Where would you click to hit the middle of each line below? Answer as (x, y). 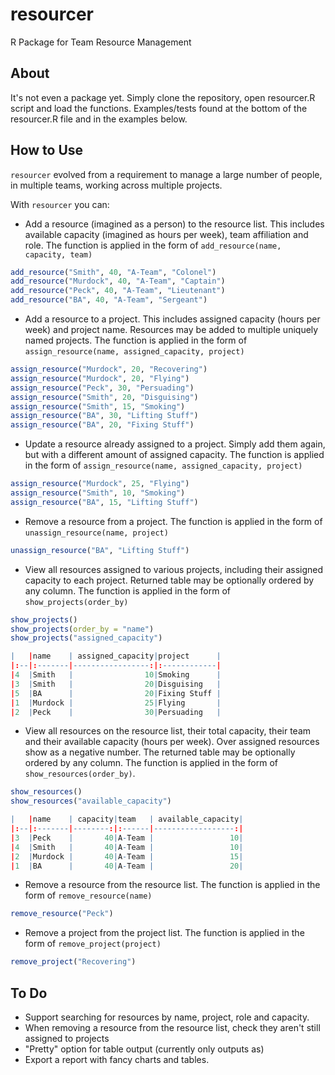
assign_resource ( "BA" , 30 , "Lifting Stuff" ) (104, 416)
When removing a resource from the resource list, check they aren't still (172, 1027)
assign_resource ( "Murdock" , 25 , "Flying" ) (100, 484)
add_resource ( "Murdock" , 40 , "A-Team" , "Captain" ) (118, 281)
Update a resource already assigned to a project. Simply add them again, (175, 444)
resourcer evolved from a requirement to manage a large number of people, (166, 174)
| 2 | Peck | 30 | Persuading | (116, 712)
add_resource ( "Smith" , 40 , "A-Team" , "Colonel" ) (113, 272)
